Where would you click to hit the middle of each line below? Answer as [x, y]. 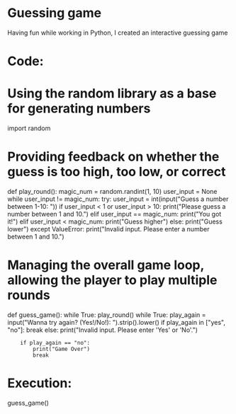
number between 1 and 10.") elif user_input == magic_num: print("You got [114, 214]
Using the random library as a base [112, 94]
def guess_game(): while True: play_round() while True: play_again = [107, 315]
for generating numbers [79, 109]
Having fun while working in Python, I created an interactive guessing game [118, 33]
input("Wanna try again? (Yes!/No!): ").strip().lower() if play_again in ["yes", [116, 322]
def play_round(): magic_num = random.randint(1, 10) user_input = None [112, 191]
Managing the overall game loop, [106, 265]
